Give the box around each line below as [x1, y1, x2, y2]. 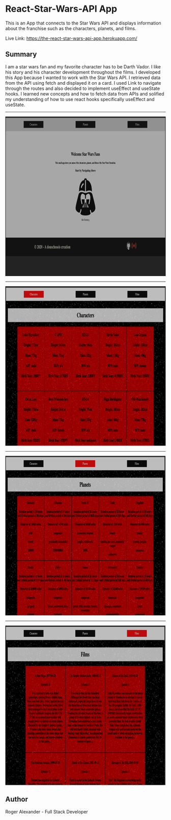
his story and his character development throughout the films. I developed [5, 69, 161, 75]
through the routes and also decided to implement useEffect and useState [5, 85, 160, 91]
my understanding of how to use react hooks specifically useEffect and [5, 96, 155, 102]
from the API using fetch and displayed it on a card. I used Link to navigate [5, 80, 161, 86]
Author [5, 795, 28, 804]
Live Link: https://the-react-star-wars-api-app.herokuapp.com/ [5, 35, 137, 41]
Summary [5, 50, 37, 59]
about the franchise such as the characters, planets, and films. [5, 25, 136, 31]
